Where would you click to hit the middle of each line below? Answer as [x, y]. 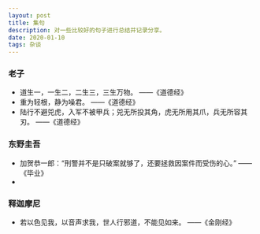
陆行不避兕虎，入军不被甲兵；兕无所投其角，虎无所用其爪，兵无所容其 [134, 112]
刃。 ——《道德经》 [52, 122]
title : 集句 [26, 23]
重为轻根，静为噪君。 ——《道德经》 [79, 102]
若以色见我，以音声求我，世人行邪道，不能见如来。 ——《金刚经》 [128, 222]
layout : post [30, 15]
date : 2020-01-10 [37, 37]
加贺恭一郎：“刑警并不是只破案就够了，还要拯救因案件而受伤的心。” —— [136, 163]
